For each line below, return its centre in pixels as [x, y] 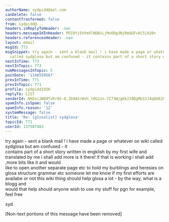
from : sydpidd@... [24, 24]
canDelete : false [23, 15]
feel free [14, 194]
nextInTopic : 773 [23, 66]
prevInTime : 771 [22, 80]
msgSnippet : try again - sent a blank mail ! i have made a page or [78, 52]
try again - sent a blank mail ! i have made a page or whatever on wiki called [84, 141]
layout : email [20, 43]
